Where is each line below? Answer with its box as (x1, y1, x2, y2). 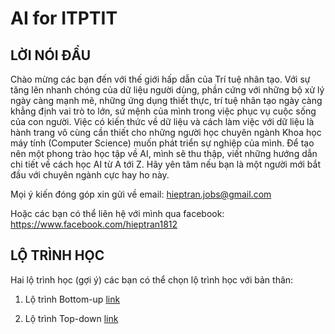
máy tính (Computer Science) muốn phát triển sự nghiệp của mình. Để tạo (10, 137, 315, 149)
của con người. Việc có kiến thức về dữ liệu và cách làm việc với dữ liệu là (10, 116, 315, 127)
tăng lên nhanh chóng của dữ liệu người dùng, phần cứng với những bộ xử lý (10, 84, 325, 96)
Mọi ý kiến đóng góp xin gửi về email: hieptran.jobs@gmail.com (10, 188, 272, 200)
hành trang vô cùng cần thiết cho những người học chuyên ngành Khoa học (10, 127, 322, 138)
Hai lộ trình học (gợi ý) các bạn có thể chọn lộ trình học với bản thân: (10, 273, 294, 286)
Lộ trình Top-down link (24, 312, 119, 324)
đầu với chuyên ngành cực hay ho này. (10, 169, 170, 181)
